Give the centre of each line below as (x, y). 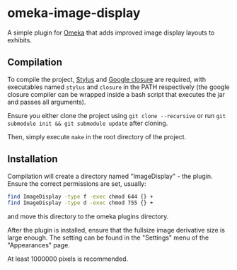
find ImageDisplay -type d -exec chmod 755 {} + (80, 203)
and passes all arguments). (47, 102)
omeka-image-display (74, 13)
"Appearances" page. (39, 245)
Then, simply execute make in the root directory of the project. (97, 136)
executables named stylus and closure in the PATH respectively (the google (118, 87)
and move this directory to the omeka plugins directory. (88, 216)
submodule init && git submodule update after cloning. (88, 123)
